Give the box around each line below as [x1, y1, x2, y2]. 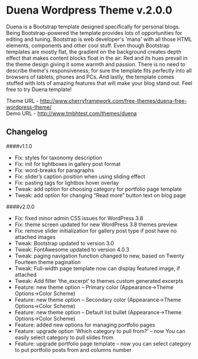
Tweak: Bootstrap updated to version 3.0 [14, 240, 114, 247]
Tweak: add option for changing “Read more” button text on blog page [14, 191, 186, 198]
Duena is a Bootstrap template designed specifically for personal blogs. [6, 23, 180, 30]
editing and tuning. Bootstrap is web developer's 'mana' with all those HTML [6, 35, 192, 43]
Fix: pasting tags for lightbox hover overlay [14, 179, 119, 186]
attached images [14, 233, 56, 240]
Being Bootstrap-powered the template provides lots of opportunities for [6, 29, 182, 36]
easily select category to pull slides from [14, 334, 113, 341]
